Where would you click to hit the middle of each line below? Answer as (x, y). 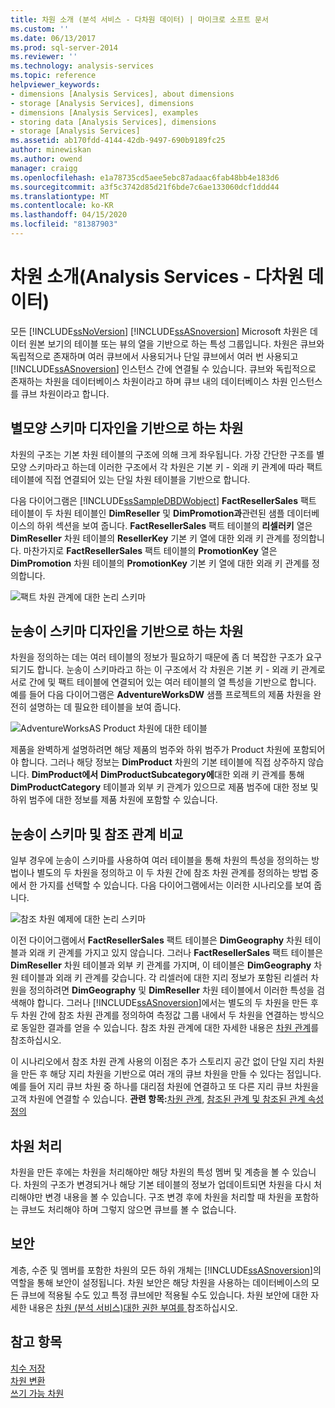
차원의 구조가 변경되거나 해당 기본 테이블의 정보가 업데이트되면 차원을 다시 (167, 1185)
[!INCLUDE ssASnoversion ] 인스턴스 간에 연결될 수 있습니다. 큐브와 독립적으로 (163, 368)
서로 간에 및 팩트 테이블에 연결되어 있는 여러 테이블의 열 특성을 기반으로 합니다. (163, 682)
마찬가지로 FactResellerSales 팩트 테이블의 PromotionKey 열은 (150, 550)
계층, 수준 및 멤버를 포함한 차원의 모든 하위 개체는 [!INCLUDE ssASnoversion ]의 (166, 1270)
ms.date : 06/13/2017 (53, 38)
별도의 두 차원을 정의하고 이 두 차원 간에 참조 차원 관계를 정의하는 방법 (172, 873)
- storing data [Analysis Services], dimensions (113, 122)
